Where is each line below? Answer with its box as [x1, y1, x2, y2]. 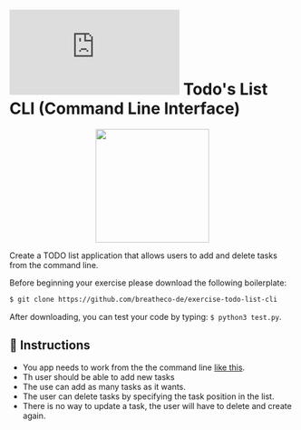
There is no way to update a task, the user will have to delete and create [22, 400, 292, 411]
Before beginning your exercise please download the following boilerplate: [9, 277, 287, 288]
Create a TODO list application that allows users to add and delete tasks [9, 250, 278, 261]
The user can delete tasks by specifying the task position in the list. [22, 391, 275, 402]
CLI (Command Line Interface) [9, 98, 240, 119]
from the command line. [9, 259, 99, 270]
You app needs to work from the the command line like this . [22, 362, 246, 373]
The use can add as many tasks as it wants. [22, 381, 186, 392]
